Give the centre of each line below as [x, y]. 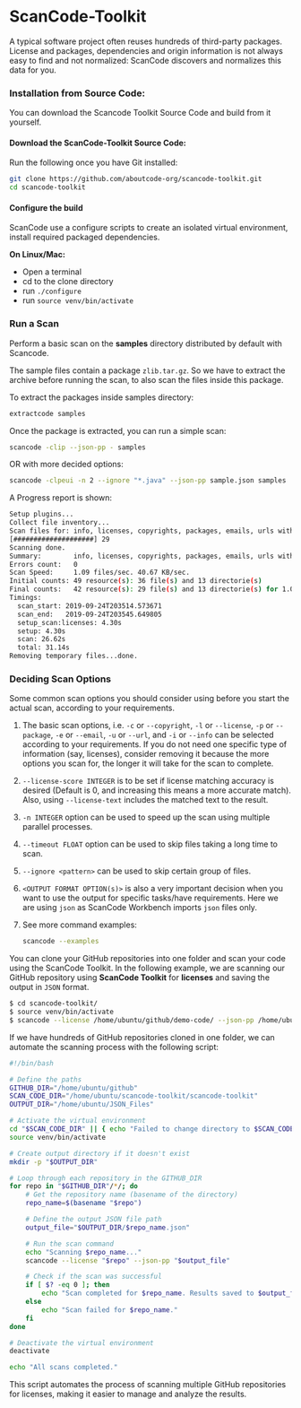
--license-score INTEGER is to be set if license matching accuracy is [148, 781]
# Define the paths [46, 1079]
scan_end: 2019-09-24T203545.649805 [90, 614]
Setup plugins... [42, 514]
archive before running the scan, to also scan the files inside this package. [146, 379]
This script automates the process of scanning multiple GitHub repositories [148, 1385]
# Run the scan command [70, 1244]
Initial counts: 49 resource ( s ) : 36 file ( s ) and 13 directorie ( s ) [136, 581]
